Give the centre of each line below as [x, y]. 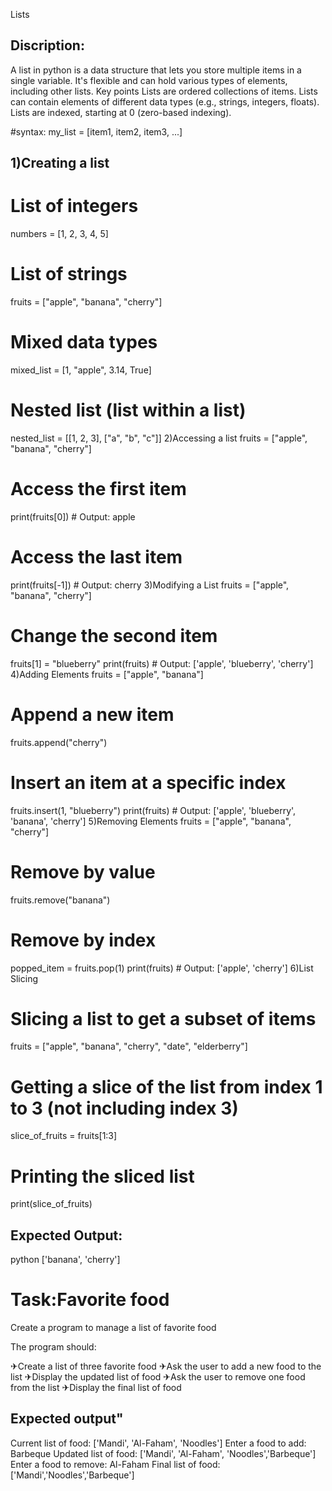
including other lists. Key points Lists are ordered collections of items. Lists [164, 91]
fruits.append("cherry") [59, 742]
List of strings [69, 274]
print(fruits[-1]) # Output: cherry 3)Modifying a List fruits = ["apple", [150, 585]
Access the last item [96, 557]
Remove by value [83, 871]
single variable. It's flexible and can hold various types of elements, [149, 80]
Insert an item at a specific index [148, 782]
